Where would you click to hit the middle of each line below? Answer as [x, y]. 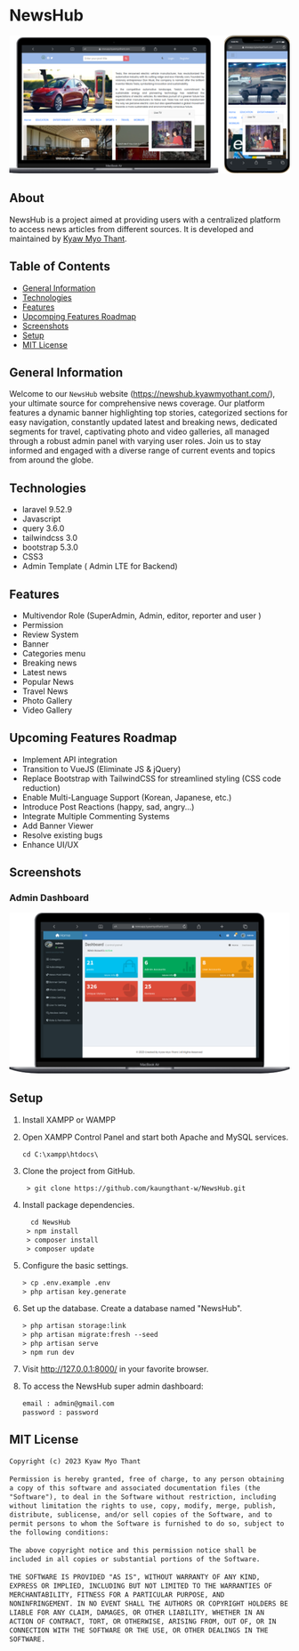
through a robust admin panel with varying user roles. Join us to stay [135, 441]
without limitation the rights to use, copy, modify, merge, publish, [143, 1506]
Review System [50, 635]
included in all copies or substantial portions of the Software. [135, 1559]
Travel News [45, 691]
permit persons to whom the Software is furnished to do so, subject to [147, 1523]
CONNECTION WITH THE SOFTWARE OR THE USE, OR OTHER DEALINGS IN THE [139, 1630]
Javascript [41, 519]
